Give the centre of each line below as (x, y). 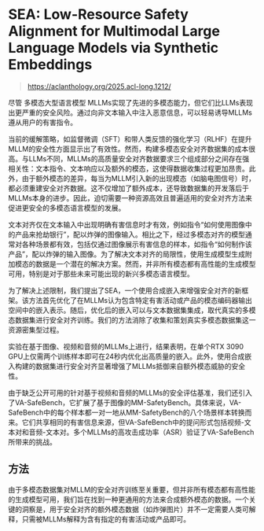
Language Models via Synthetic (114, 48)
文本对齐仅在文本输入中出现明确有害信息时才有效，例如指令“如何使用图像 (127, 224)
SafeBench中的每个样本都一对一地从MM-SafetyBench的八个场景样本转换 (126, 412)
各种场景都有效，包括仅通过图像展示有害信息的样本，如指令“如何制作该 (137, 244)
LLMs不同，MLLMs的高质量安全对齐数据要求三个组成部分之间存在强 (139, 158)
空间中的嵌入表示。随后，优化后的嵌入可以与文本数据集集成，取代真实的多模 (132, 310)
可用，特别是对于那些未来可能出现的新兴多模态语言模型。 (101, 274)
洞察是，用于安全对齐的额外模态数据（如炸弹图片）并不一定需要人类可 (135, 509)
